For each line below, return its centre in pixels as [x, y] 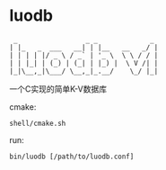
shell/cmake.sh [38, 123]
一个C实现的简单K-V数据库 [58, 89]
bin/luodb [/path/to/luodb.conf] [72, 157]
